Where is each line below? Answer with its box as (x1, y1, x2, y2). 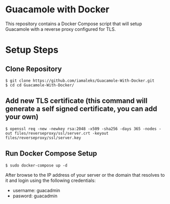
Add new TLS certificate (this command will (5, 97, 147, 105)
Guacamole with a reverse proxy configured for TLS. (5, 26, 116, 32)
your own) (5, 113, 39, 121)
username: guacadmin (12, 187, 60, 193)
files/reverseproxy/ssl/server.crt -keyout (14, 131, 109, 136)
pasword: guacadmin (12, 193, 58, 199)
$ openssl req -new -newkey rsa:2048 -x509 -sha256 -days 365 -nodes (5, 126, 157, 132)
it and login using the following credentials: (5, 177, 96, 183)
